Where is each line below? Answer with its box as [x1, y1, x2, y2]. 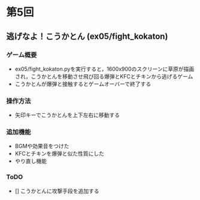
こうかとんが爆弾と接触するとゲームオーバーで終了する [14, 80, 151, 87]
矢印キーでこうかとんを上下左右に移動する [14, 111, 120, 119]
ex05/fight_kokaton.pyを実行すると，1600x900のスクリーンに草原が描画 [14, 65, 195, 72]
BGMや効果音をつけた [14, 143, 70, 150]
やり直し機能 [14, 157, 47, 165]
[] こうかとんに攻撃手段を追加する [14, 187, 99, 195]
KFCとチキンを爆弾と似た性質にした [14, 150, 105, 157]
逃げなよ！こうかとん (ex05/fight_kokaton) [6, 31, 168, 41]
